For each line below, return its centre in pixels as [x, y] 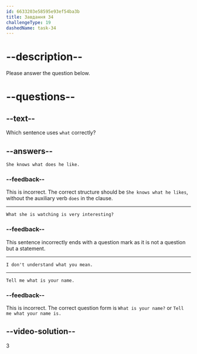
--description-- [45, 57]
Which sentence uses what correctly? [51, 133]
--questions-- [40, 97]
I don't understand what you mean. [50, 265]
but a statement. [26, 248]
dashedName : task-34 [31, 28]
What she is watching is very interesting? [60, 215]
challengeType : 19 [28, 22]
